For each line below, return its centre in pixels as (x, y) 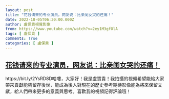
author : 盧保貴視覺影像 (28, 24)
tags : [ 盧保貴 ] (23, 34)
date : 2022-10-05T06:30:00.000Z (40, 19)
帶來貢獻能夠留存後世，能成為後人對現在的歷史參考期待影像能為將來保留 (81, 85)
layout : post (19, 10)
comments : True (22, 39)
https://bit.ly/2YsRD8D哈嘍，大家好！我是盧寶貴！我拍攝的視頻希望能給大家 (85, 78)
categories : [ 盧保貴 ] (29, 43)
